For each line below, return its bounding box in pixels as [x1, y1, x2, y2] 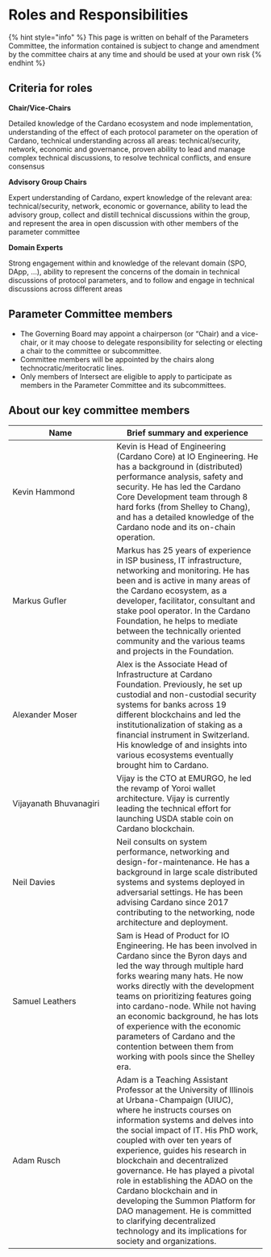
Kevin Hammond [12, 487, 75, 498]
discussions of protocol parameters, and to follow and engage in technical [8, 275, 255, 285]
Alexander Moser [12, 709, 78, 720]
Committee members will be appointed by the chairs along [19, 354, 215, 364]
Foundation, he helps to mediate [116, 616, 238, 627]
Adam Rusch [12, 1155, 60, 1167]
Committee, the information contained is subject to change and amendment [8, 40, 260, 50]
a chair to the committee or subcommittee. [19, 345, 162, 356]
